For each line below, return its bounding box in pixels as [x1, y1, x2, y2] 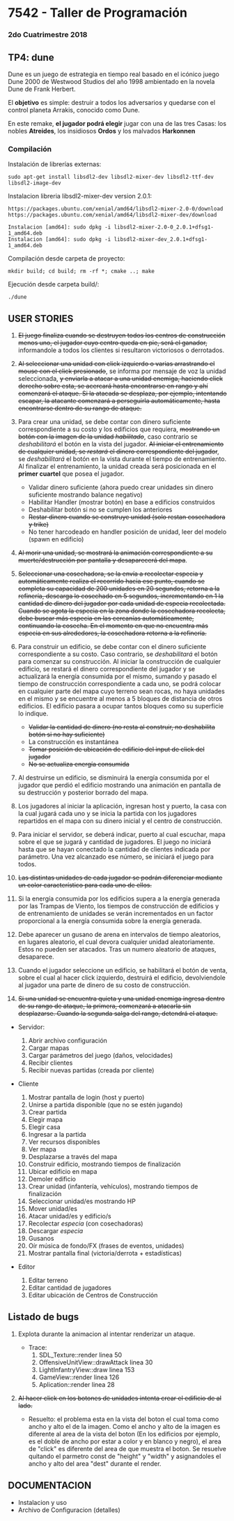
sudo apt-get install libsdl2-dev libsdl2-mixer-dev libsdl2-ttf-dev [8, 173, 214, 181]
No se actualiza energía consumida [28, 760, 130, 769]
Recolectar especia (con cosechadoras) [28, 1219, 143, 1228]
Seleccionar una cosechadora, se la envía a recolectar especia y [17, 569, 204, 578]
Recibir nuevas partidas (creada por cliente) [28, 1066, 155, 1075]
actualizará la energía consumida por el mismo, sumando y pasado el [17, 672, 217, 681]
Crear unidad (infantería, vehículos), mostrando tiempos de [28, 1182, 198, 1191]
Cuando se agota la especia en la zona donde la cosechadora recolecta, [17, 606, 226, 616]
